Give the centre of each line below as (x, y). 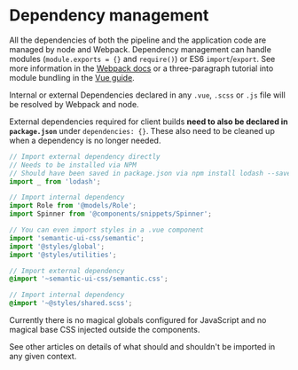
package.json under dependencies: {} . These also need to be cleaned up (142, 130)
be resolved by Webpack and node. (74, 104)
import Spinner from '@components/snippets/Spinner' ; (111, 214)
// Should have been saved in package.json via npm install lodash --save (150, 173)
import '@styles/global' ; (57, 246)
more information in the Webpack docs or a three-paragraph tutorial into (141, 68)
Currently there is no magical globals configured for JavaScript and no (138, 320)
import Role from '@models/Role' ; (73, 206)
